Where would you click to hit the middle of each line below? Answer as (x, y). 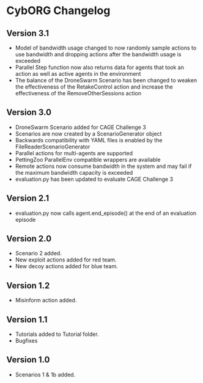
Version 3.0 (29, 113)
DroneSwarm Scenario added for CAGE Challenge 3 (81, 127)
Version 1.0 (28, 360)
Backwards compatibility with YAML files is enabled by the (89, 140)
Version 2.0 (29, 239)
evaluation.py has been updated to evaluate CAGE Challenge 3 (94, 179)
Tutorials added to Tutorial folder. (57, 334)
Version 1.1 (27, 319)
